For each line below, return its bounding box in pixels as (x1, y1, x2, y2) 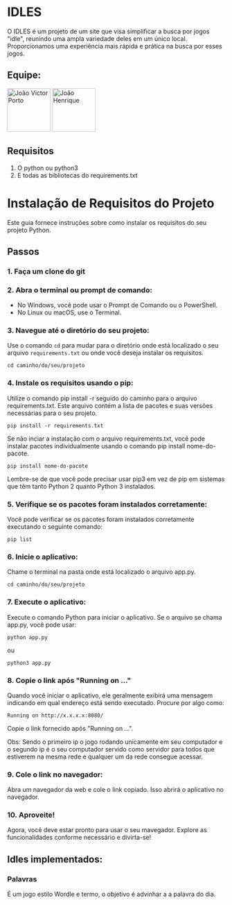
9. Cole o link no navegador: (7, 770, 103, 779)
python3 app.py (7, 659, 51, 666)
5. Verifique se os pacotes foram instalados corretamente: (7, 499, 208, 509)
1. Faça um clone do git (7, 267, 85, 276)
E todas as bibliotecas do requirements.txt (17, 171, 138, 179)
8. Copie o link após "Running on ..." (7, 675, 132, 685)
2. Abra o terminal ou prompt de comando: (7, 285, 152, 295)
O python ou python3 (17, 164, 78, 172)
